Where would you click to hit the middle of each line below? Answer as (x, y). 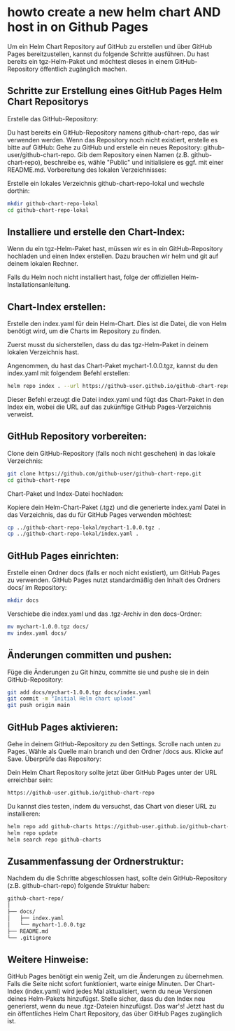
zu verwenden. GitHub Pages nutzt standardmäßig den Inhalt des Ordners (114, 580)
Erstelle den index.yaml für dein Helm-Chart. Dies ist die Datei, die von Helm (117, 324)
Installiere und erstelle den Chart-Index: (96, 232)
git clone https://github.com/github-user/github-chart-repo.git (104, 473)
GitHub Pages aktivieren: (63, 727)
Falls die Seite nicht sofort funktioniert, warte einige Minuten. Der (101, 984)
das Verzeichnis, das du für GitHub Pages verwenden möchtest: (100, 514)
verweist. (20, 414)
